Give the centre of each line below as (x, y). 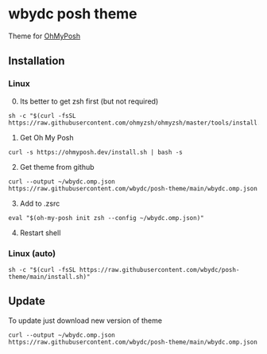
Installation (37, 61)
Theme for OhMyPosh (44, 36)
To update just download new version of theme (85, 321)
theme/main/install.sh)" (49, 277)
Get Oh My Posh (46, 137)
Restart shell (40, 233)
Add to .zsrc (40, 203)
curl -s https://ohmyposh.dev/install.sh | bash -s (95, 152)
